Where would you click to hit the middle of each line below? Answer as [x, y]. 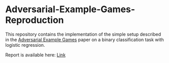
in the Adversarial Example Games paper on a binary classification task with [84, 40]
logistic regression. [25, 45]
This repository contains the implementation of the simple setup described [83, 34]
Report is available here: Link [36, 55]
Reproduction [35, 20]
